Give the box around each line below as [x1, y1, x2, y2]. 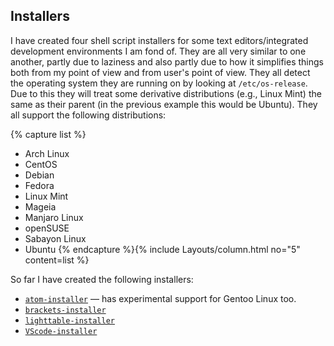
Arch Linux [24, 147, 70, 159]
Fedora [24, 179, 55, 191]
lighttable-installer [24, 315, 115, 326]
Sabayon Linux [24, 232, 87, 244]
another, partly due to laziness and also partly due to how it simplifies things [10, 55, 324, 68]
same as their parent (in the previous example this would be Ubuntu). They [10, 98, 318, 110]
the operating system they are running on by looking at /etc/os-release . [10, 77, 308, 89]
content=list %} [24, 254, 90, 266]
